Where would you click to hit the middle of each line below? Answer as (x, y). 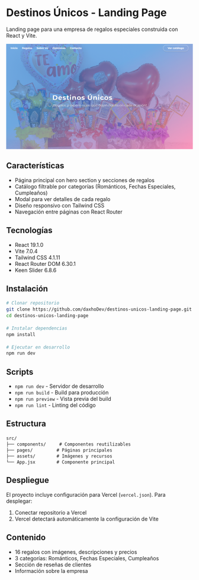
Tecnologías (29, 231)
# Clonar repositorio (33, 303)
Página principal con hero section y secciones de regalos (85, 180)
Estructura (26, 424)
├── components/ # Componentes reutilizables (69, 444)
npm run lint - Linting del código (55, 405)
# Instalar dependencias (37, 328)
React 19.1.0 (29, 244)
